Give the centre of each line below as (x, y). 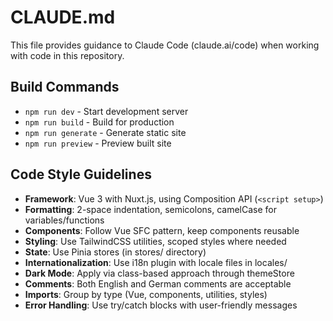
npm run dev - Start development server (106, 111)
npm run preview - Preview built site (98, 143)
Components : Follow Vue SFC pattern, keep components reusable (162, 230)
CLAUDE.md (63, 17)
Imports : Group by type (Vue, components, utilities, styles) (146, 294)
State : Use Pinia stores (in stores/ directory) (115, 252)
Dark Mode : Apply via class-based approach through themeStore (159, 273)
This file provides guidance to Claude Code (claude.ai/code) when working (165, 45)
